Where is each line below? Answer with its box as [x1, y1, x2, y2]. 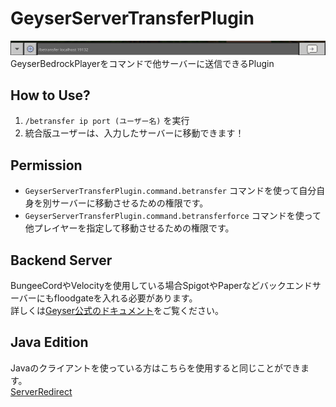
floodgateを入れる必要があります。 [53, 292, 198, 304]
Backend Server [10, 252, 113, 269]
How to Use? [10, 87, 91, 104]
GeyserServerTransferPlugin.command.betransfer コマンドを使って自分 [24, 185, 317, 197]
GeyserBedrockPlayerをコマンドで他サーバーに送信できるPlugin [10, 57, 275, 69]
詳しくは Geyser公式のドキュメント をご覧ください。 [10, 305, 225, 317]
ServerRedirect [10, 385, 73, 397]
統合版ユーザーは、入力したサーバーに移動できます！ [24, 127, 245, 139]
